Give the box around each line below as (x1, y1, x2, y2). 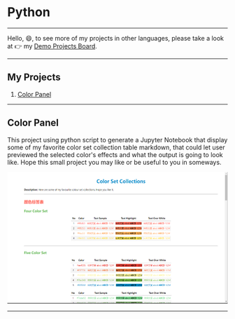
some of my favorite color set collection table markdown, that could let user (7, 143, 225, 151)
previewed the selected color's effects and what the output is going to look (7, 150, 224, 158)
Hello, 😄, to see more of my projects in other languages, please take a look (7, 34, 225, 42)
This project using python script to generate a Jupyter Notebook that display (7, 135, 228, 144)
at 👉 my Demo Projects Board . (7, 41, 98, 50)
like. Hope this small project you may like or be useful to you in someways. (7, 158, 222, 166)
